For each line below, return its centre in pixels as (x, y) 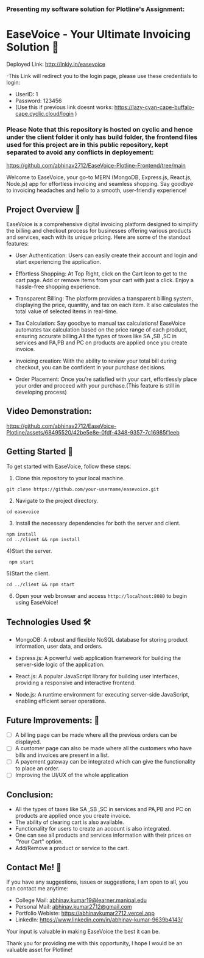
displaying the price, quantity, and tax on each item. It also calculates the (107, 305)
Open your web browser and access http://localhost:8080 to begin (101, 595)
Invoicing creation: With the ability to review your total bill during (96, 361)
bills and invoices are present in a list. (62, 755)
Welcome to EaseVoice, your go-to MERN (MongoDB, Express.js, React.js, (99, 177)
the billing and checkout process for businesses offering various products (99, 230)
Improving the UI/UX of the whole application (72, 775)
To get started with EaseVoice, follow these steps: (69, 466)
